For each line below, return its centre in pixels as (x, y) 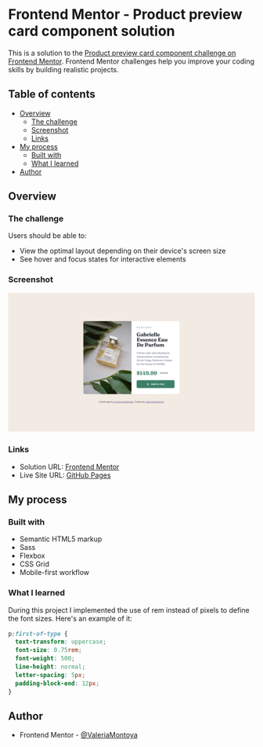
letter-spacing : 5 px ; (50, 675)
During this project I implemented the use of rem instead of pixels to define (129, 610)
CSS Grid (34, 564)
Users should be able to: (48, 236)
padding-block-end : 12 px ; (58, 683)
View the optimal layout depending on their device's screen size (122, 251)
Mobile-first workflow (54, 573)
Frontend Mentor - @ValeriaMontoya (79, 735)
